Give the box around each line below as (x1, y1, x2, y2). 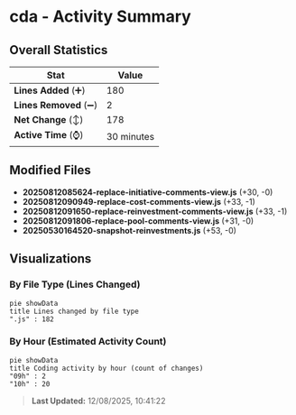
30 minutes (106, 130, 155, 143)
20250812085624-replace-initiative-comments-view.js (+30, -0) (22, 187, 273, 198)
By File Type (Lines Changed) (9, 278, 141, 290)
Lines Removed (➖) (14, 99, 97, 111)
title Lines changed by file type (9, 307, 140, 316)
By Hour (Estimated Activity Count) (9, 336, 167, 348)
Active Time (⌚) (14, 129, 84, 141)
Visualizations (9, 251, 92, 267)
